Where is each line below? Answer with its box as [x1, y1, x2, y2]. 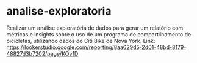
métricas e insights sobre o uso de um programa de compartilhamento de [6, 30, 192, 38]
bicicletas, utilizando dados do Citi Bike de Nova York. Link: [6, 37, 156, 44]
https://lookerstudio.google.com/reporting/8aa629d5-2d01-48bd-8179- [6, 44, 187, 51]
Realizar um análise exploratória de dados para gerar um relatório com [6, 24, 184, 31]
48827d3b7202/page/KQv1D [6, 50, 79, 57]
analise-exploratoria [6, 4, 112, 18]
